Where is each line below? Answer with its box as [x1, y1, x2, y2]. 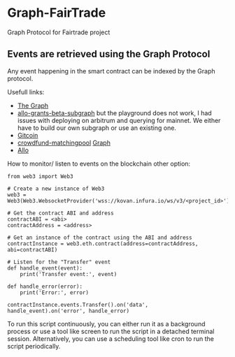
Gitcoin [17, 131, 38, 139]
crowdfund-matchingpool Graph [17, 138, 111, 147]
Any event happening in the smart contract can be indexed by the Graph [7, 66, 215, 75]
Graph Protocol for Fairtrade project [7, 28, 111, 36]
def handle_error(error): [7, 283, 83, 290]
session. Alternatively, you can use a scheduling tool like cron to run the [7, 334, 215, 343]
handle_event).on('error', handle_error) [7, 307, 130, 314]
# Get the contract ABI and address [7, 210, 114, 217]
